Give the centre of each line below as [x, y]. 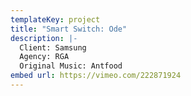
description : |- [44, 38]
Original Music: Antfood [71, 66]
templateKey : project [55, 19]
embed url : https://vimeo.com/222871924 [96, 76]
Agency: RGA [44, 57]
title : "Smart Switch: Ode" [69, 29]
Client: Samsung [53, 47]
